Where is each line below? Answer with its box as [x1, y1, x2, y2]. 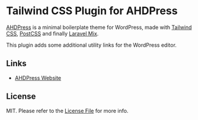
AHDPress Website [14, 74, 62, 81]
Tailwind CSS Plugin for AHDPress [6, 4, 178, 18]
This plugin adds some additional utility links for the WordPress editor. [6, 41, 177, 48]
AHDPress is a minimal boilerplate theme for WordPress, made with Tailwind [6, 24, 192, 31]
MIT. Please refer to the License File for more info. [6, 107, 129, 114]
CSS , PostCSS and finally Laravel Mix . [6, 30, 99, 37]
